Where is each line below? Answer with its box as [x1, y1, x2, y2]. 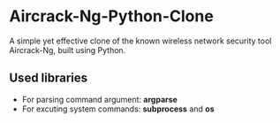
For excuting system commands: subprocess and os [21, 104, 215, 114]
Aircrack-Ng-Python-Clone [9, 6, 214, 27]
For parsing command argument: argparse [21, 94, 178, 104]
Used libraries [9, 71, 88, 86]
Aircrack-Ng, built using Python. [9, 44, 126, 55]
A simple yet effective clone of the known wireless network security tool [9, 35, 272, 46]
